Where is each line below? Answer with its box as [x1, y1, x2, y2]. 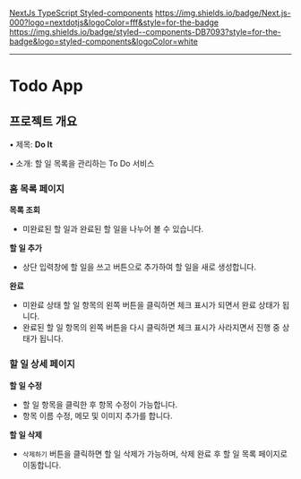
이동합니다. [21, 459, 62, 470]
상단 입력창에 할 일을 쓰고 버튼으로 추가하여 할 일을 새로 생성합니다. [21, 261, 257, 272]
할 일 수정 [9, 380, 43, 390]
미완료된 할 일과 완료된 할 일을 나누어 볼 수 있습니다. [21, 224, 204, 235]
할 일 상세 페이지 [9, 358, 75, 371]
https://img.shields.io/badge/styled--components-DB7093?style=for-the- [9, 27, 282, 37]
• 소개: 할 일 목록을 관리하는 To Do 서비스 [9, 158, 155, 168]
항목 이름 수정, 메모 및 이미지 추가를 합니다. [21, 410, 173, 421]
